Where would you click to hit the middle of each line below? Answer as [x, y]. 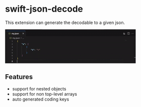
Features [19, 77]
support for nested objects [39, 88]
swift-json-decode [44, 9]
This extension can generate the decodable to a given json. [65, 22]
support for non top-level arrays [45, 94]
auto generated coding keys [41, 99]
